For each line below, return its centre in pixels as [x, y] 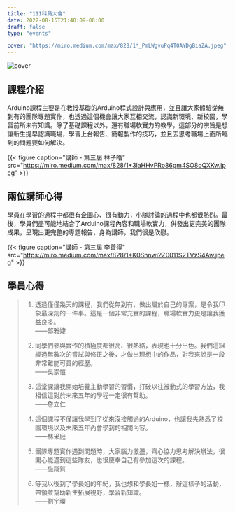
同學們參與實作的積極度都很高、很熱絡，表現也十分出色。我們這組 [130, 345]
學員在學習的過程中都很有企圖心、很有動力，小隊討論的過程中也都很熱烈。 [114, 215]
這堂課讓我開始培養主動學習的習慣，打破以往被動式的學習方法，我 [130, 386]
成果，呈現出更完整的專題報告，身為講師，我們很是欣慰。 [90, 232]
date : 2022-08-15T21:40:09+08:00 [56, 20]
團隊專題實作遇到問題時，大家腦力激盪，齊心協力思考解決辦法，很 [130, 451]
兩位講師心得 [35, 197]
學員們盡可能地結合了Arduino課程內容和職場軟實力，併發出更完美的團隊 [122, 223]
